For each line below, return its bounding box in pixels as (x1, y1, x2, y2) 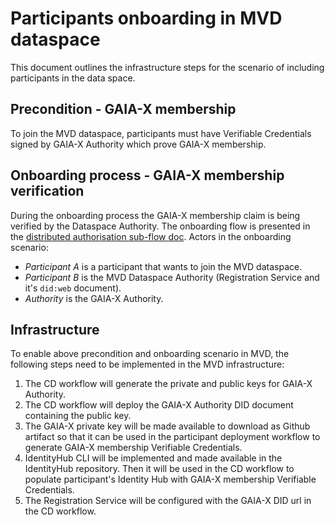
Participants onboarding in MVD (10, 7, 283, 30)
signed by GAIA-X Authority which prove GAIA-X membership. (10, 138, 267, 150)
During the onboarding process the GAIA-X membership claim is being (10, 209, 301, 221)
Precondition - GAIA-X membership (10, 101, 237, 118)
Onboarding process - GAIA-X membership (10, 167, 285, 184)
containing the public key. (24, 410, 132, 422)
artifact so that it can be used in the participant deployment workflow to (24, 431, 321, 443)
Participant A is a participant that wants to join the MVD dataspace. (24, 260, 303, 272)
